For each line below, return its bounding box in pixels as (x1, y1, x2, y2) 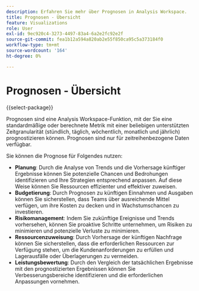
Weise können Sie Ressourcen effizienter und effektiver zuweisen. (14, 182, 177, 190)
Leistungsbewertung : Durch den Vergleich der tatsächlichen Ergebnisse (14, 259, 194, 266)
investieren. (14, 208, 44, 215)
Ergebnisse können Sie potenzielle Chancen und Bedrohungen (14, 170, 168, 177)
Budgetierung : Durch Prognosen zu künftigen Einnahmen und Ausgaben (14, 189, 193, 196)
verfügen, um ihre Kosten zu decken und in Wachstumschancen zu (14, 202, 179, 209)
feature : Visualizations (6, 20, 68, 26)
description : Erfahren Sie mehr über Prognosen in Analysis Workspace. (6, 8, 187, 15)
